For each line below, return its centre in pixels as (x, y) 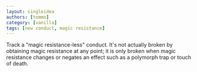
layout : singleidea (30, 12)
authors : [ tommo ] (28, 17)
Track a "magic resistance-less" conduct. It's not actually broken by (90, 45)
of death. (17, 64)
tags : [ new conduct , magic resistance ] (56, 28)
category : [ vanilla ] (32, 22)
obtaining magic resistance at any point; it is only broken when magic (91, 51)
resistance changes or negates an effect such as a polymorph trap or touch (99, 57)
